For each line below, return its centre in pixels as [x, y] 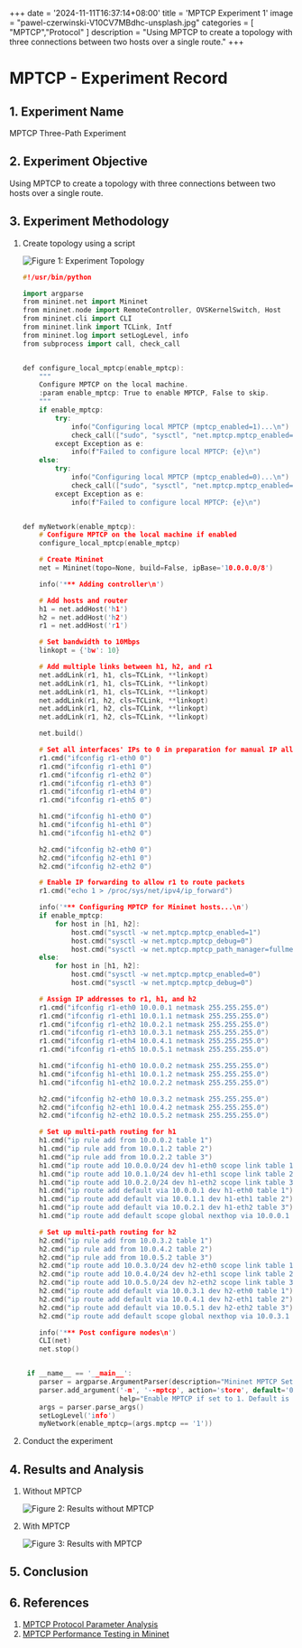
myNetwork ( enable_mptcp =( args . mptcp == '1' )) [126, 1424]
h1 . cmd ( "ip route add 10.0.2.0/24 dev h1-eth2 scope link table [162, 1182]
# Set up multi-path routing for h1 [108, 1132]
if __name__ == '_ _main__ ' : [79, 1373]
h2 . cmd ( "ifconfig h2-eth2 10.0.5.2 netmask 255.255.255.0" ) [154, 1116]
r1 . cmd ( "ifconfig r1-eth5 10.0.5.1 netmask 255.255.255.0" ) [154, 1050]
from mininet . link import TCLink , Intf [97, 327]
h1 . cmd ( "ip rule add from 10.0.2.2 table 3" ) [126, 1157]
